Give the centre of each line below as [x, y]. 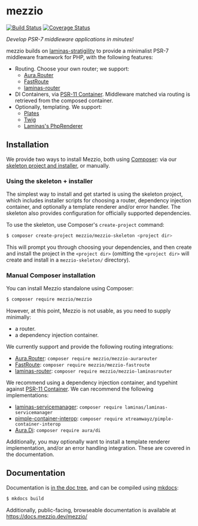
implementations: [28, 396]
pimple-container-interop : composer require [69, 419]
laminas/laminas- [146, 408]
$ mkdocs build [25, 498]
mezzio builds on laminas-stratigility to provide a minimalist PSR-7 [88, 51]
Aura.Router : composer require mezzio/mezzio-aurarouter [86, 358]
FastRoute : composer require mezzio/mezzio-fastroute [82, 365]
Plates [31, 113]
